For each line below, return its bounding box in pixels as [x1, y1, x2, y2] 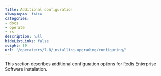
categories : [5, 16, 29, 21]
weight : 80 [5, 43, 27, 48]
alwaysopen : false [5, 12, 42, 16]
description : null [5, 34, 42, 39]
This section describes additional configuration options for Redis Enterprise [5, 61, 157, 67]
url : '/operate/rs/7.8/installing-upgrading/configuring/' [5, 47, 127, 52]
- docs [5, 20, 18, 26]
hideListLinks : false [5, 39, 49, 44]
